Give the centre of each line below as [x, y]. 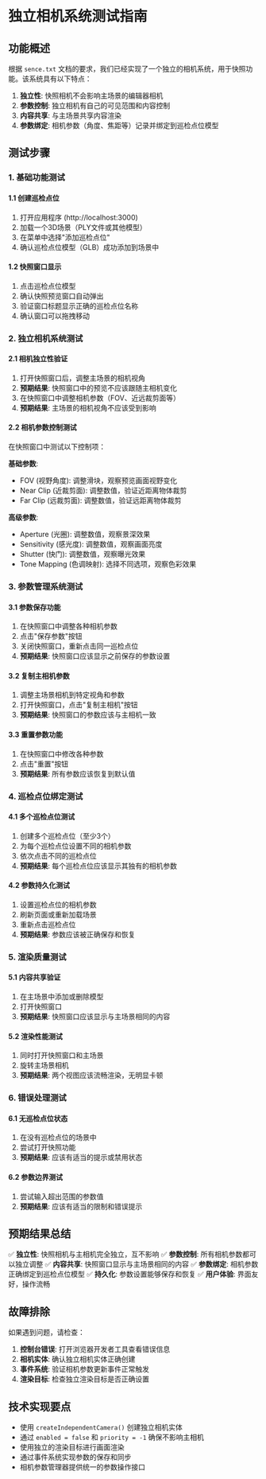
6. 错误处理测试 [38, 1098]
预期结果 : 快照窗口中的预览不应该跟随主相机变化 [98, 387]
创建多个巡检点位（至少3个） [67, 835]
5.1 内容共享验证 [35, 977]
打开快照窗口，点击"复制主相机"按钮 [79, 705]
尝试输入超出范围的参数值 [62, 1196]
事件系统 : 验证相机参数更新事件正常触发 [84, 1369]
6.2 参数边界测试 [36, 1177]
